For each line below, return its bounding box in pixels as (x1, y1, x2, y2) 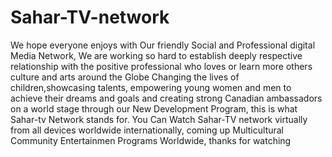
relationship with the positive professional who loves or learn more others (10, 60, 313, 72)
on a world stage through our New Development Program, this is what (10, 102, 298, 115)
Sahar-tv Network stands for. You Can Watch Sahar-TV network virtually (10, 113, 308, 125)
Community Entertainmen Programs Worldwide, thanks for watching (10, 134, 292, 146)
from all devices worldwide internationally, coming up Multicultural (10, 124, 285, 136)
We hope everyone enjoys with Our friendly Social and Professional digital (10, 39, 316, 51)
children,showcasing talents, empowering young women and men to (10, 81, 292, 93)
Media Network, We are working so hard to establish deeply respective (10, 49, 303, 61)
